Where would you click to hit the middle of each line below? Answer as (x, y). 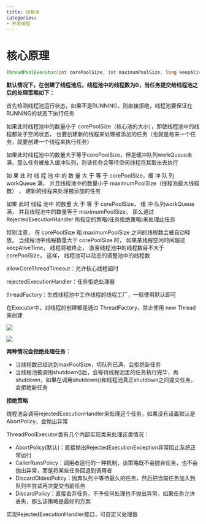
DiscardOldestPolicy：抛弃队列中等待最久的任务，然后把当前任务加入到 (105, 478)
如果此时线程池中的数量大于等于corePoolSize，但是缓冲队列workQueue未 (100, 155)
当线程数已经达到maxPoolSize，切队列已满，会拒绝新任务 (88, 365)
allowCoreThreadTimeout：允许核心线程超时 (63, 268)
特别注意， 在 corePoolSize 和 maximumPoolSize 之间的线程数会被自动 (96, 233)
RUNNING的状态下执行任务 (40, 114)
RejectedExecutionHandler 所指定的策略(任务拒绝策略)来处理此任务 (91, 219)
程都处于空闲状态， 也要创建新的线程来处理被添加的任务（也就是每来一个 (98, 134)
